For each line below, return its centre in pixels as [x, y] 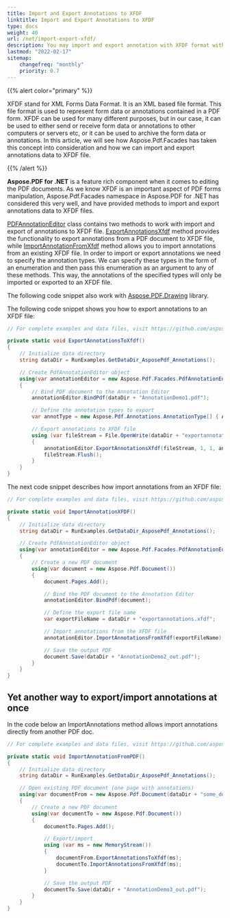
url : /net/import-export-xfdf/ [52, 39]
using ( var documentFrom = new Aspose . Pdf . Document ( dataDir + [108, 795]
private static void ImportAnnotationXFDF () [72, 512]
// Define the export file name [90, 613]
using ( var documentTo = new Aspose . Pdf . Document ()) [107, 814]
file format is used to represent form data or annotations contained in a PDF [114, 111]
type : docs [23, 26]
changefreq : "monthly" [52, 64]
